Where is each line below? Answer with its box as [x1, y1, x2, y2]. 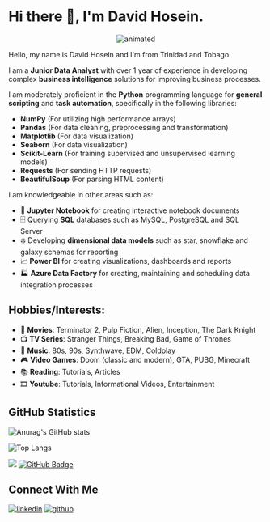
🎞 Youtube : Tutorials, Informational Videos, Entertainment [19, 379, 215, 388]
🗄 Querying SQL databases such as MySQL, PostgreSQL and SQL [19, 214, 240, 224]
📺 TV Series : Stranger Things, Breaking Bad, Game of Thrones [19, 333, 232, 343]
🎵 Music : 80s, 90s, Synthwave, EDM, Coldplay [19, 346, 176, 355]
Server [19, 226, 43, 236]
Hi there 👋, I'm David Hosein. [8, 7, 205, 26]
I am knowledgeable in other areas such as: [8, 189, 154, 199]
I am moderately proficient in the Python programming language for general [8, 89, 263, 100]
